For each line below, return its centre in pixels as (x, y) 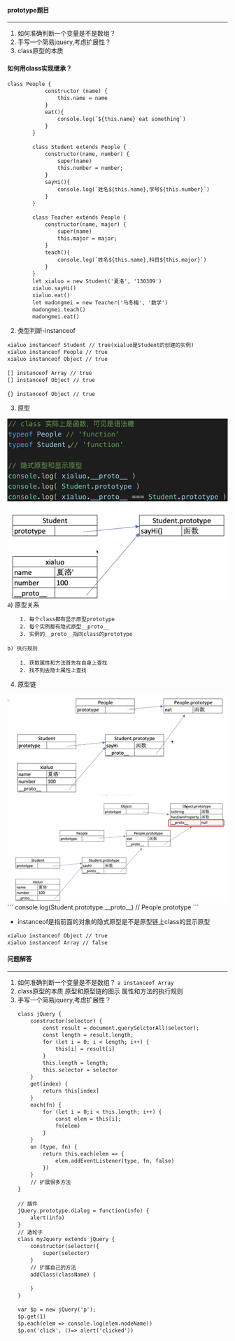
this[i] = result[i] (85, 1049)
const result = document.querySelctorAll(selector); (121, 1028)
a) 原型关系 (23, 604)
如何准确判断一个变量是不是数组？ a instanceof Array (95, 983)
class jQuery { (40, 1014)
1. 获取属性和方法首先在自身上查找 (64, 663)
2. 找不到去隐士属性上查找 (53, 670)
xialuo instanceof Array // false (58, 943)
